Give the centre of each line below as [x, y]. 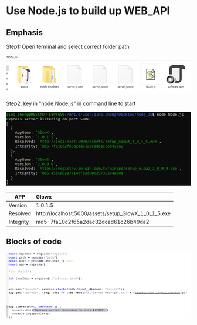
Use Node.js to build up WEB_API [88, 11]
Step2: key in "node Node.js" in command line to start [71, 103]
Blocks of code [34, 242]
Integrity [19, 222]
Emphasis [24, 33]
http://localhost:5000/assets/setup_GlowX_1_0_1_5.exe [103, 213]
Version [18, 205]
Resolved [20, 213]
